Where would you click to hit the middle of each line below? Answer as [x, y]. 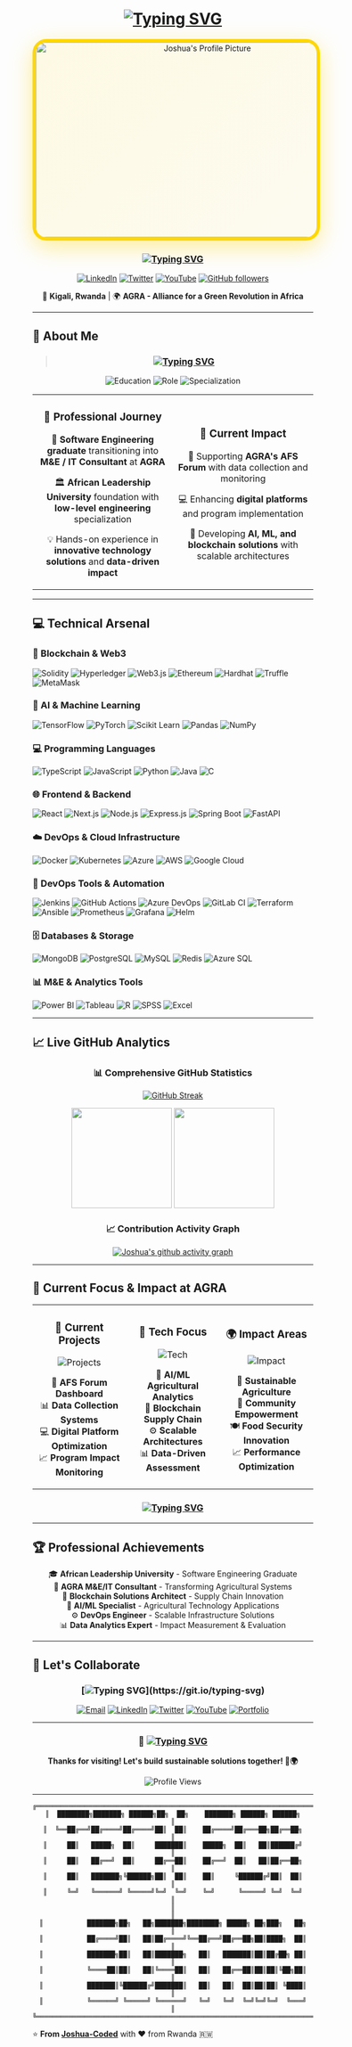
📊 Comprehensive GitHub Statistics [173, 1072]
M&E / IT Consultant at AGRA [102, 462]
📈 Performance [266, 1452]
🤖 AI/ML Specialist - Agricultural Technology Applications [173, 1606]
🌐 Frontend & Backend [82, 795]
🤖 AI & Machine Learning [86, 706]
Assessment [173, 1468]
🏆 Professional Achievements [119, 1548]
